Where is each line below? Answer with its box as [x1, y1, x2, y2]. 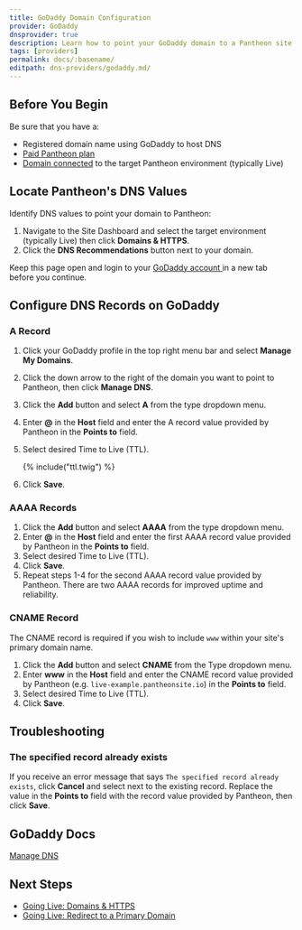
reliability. [22, 589, 59, 600]
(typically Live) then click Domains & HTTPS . [22, 235, 190, 246]
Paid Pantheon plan [22, 148, 96, 159]
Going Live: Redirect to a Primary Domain [22, 910, 176, 921]
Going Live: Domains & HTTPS [22, 900, 135, 912]
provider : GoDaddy [9, 22, 78, 31]
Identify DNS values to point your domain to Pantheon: [9, 208, 212, 219]
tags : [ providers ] [9, 47, 78, 56]
